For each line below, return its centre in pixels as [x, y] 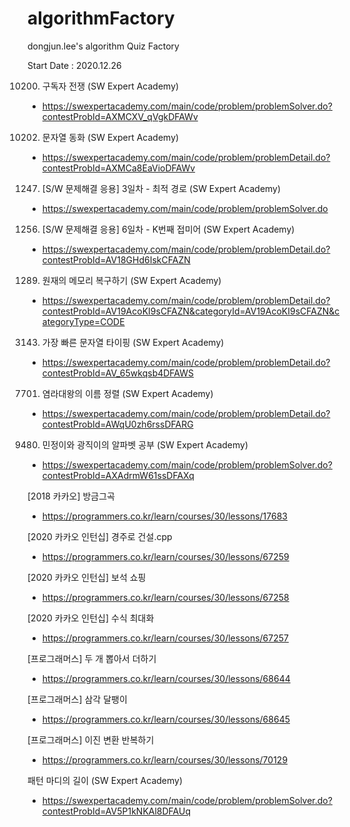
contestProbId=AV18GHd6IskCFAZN [116, 259]
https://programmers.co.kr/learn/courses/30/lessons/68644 [166, 678]
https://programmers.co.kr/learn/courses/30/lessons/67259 [165, 556]
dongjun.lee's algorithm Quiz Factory [103, 46]
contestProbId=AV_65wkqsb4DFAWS [118, 373]
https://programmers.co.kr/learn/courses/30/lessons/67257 [165, 638]
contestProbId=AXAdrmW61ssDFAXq [118, 475]
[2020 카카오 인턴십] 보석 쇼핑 [87, 577]
